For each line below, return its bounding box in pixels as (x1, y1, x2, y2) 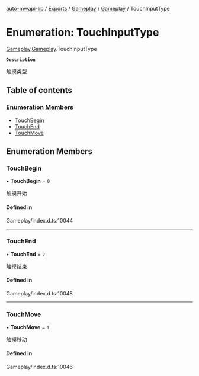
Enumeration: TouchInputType (6, 26, 159, 39)
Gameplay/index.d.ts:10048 (6, 290, 73, 297)
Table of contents (6, 85, 72, 95)
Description (6, 56, 36, 63)
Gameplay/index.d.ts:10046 (6, 363, 73, 370)
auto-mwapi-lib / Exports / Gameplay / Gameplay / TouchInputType (6, 5, 170, 12)
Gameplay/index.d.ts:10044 (6, 217, 73, 224)
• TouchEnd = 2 (6, 250, 46, 258)
